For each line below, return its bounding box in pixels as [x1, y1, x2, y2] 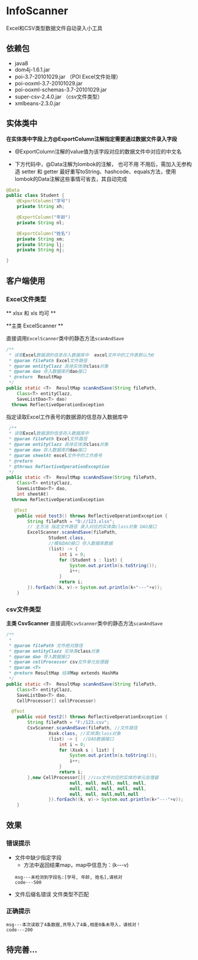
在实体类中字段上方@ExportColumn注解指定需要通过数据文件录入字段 [6, 135, 177, 142]
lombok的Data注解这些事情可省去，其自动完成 [14, 175, 127, 182]
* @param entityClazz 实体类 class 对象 [8, 648, 100, 654]
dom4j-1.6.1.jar [14, 66, 50, 73]
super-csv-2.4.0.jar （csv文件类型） [14, 93, 103, 100]
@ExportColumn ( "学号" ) [17, 198, 71, 204]
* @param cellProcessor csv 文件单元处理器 [8, 659, 109, 665]
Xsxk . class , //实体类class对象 [48, 731, 121, 736]
